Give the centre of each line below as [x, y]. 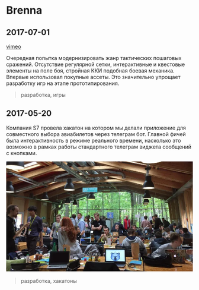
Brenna [24, 10]
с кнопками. [22, 153]
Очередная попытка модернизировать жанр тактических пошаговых [94, 58]
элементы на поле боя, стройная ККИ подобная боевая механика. [90, 71]
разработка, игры [43, 95]
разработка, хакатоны [49, 281]
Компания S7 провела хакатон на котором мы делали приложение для [96, 128]
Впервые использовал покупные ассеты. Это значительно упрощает [93, 77]
